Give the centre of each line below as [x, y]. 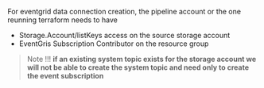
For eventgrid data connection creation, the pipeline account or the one [124, 11]
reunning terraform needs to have [63, 20]
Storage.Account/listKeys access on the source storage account [124, 35]
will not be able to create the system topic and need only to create [138, 67]
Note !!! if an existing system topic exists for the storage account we [142, 59]
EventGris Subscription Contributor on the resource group [114, 44]
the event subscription [65, 76]
